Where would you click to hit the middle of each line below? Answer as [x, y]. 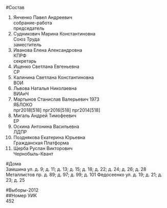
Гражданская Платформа [41, 143]
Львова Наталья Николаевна [45, 88]
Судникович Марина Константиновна [54, 34]
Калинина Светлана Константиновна [54, 77]
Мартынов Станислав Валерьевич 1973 [56, 99]
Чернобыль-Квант [33, 154]
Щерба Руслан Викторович [43, 148]
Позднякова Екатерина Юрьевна [49, 137]
